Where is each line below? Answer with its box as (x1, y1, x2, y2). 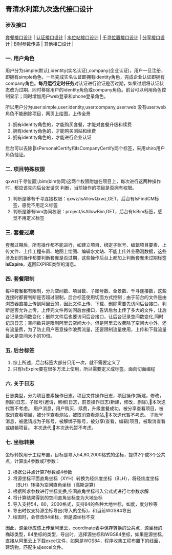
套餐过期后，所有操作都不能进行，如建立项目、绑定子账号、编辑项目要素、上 (5, 242, 167, 248)
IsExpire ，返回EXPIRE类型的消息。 (5, 261, 79, 267)
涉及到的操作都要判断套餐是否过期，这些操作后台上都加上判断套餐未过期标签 (5, 254, 167, 261)
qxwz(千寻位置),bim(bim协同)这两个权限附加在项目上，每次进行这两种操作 (5, 178, 161, 184)
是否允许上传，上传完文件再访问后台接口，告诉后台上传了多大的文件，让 (9, 307, 162, 313)
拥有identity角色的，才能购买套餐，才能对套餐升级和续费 (12, 121, 132, 127)
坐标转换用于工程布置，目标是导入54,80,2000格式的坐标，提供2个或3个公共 (5, 451, 165, 457)
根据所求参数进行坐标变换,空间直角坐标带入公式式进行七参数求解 (12, 488, 149, 494)
